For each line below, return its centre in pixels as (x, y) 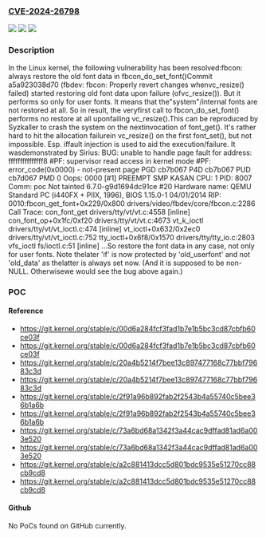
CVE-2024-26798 (44, 11)
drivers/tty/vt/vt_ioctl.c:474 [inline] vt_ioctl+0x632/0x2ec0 (104, 228)
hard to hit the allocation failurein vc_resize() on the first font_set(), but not (130, 135)
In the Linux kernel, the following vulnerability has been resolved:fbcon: (125, 67)
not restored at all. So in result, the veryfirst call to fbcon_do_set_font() (124, 110)
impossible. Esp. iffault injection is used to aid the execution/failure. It (122, 144)
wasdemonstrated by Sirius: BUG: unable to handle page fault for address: (130, 152)
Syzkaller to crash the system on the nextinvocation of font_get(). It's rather (132, 127)
